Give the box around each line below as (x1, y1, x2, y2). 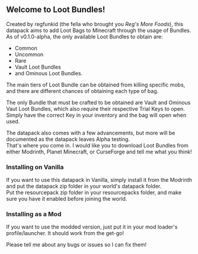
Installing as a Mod (6, 210, 62, 218)
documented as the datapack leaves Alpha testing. (6, 136, 130, 143)
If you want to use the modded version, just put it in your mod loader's (6, 223, 178, 230)
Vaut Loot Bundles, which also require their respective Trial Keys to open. (6, 105, 185, 112)
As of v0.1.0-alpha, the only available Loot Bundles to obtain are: (6, 33, 163, 40)
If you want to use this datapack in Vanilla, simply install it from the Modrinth (6, 176, 193, 184)
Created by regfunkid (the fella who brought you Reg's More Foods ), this (6, 20, 184, 27)
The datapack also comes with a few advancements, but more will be (6, 129, 175, 136)
